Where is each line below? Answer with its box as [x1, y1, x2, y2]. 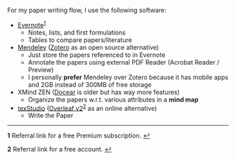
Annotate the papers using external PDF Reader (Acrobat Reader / [27, 58, 220, 66]
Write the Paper [27, 112, 74, 120]
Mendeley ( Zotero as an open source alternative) [17, 43, 159, 51]
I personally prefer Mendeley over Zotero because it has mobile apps [27, 73, 229, 81]
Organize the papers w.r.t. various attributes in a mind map [27, 95, 199, 104]
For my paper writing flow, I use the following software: [7, 6, 166, 14]
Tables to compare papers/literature [27, 35, 132, 44]
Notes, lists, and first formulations [27, 28, 126, 36]
